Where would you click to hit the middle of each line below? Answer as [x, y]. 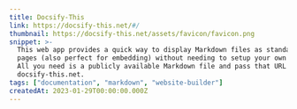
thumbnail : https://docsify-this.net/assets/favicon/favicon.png [132, 33]
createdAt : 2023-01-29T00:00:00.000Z [79, 91]
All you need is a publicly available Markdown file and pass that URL [152, 67]
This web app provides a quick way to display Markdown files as [140, 50]
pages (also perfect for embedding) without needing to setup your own [152, 58]
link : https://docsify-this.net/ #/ [75, 25]
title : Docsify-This [47, 17]
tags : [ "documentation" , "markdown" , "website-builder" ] [116, 83]
